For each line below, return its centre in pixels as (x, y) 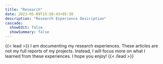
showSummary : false (29, 32)
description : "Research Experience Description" (56, 18)
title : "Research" (24, 9)
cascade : (14, 23)
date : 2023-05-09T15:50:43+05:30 (39, 14)
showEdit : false (26, 28)
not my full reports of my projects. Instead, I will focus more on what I (75, 51)
